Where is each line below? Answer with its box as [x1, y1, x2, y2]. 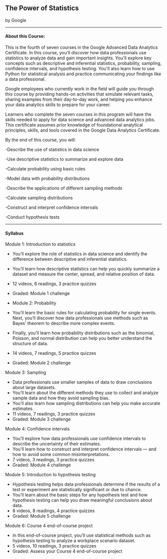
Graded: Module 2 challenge [12, 360, 71, 366]
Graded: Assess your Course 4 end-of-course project [12, 548, 123, 555]
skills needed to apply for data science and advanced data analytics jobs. [5, 117, 156, 123]
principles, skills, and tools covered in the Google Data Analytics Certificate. [5, 127, 161, 134]
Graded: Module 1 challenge [12, 290, 70, 296]
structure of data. [12, 341, 48, 347]
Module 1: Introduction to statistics [5, 241, 76, 247]
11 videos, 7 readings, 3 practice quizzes [12, 411, 95, 417]
